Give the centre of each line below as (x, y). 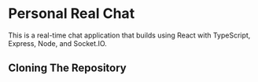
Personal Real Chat (72, 14)
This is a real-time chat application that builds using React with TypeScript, (129, 35)
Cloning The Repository (68, 68)
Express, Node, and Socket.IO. (58, 43)
